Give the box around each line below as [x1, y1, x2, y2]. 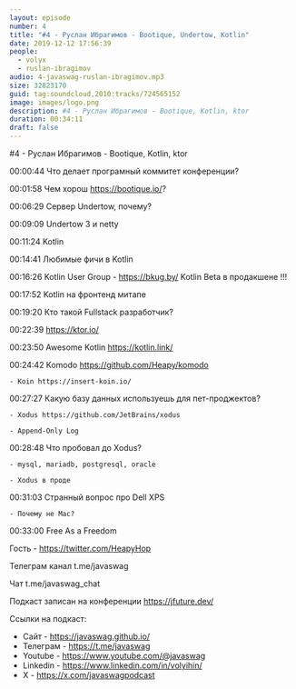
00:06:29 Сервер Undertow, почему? [9, 201, 153, 212]
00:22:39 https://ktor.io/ [9, 325, 100, 335]
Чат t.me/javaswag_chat [9, 578, 101, 589]
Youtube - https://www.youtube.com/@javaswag [22, 651, 206, 661]
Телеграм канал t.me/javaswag [9, 561, 129, 571]
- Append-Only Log [9, 426, 79, 435]
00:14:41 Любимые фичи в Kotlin [9, 254, 133, 265]
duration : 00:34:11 [9, 115, 84, 124]
